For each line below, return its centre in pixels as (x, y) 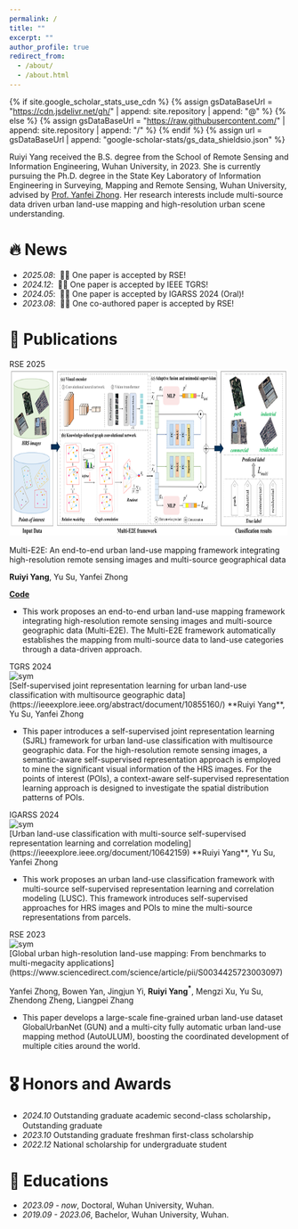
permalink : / (33, 19)
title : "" (28, 28)
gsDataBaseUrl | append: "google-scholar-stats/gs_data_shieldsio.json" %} (148, 139)
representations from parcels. (77, 917)
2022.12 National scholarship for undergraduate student (125, 1144)
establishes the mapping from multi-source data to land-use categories (153, 639)
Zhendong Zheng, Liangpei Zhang (72, 1000)
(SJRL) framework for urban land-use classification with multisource (147, 741)
